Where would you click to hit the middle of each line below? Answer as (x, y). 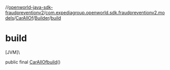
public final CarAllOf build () (33, 62)
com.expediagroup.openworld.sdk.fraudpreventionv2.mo (105, 13)
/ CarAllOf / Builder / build (38, 18)
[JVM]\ (13, 52)
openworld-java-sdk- (31, 7)
